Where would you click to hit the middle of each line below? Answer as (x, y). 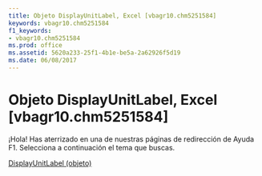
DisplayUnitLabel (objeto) (50, 163)
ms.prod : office (35, 46)
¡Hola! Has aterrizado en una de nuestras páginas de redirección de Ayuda (131, 139)
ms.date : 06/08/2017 (43, 61)
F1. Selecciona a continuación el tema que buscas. (92, 147)
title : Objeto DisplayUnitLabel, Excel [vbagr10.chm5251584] (113, 16)
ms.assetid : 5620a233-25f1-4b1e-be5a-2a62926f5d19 (95, 53)
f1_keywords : (30, 30)
